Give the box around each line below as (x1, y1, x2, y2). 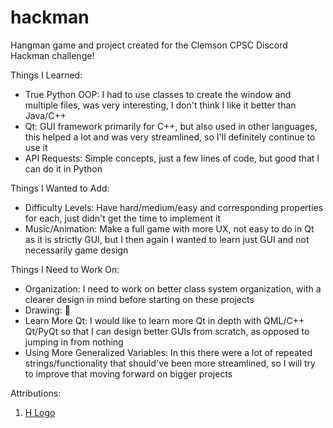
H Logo (24, 406, 56, 418)
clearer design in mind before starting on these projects (24, 293, 255, 305)
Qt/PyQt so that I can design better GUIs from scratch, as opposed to (24, 325, 310, 337)
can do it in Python (24, 162, 103, 175)
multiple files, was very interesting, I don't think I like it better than (24, 99, 297, 111)
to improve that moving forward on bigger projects (24, 367, 233, 380)
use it (24, 141, 48, 153)
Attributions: (10, 387, 62, 399)
